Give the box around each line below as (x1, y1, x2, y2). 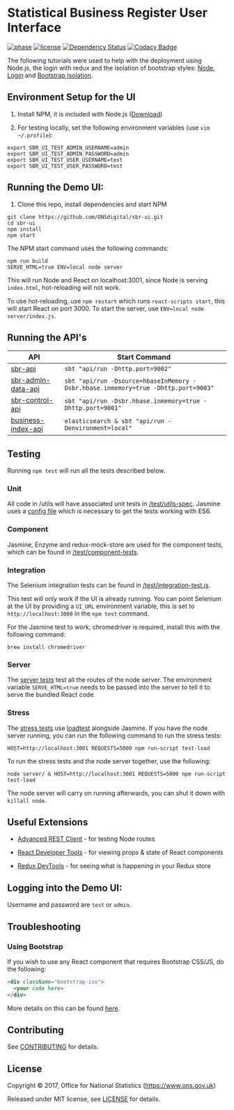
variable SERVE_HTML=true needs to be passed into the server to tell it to (7, 683, 210, 692)
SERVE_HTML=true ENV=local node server (7, 264, 123, 271)
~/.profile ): (17, 130, 54, 139)
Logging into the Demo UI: (7, 882, 123, 894)
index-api (10, 424, 43, 434)
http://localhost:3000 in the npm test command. (7, 609, 150, 618)
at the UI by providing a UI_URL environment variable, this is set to (7, 602, 195, 611)
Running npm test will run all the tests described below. (7, 466, 166, 475)
